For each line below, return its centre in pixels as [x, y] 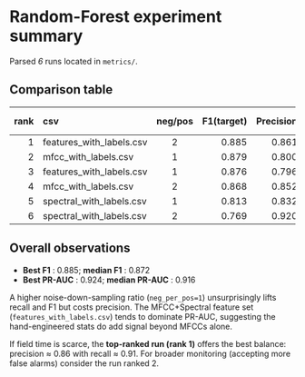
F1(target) [225, 121]
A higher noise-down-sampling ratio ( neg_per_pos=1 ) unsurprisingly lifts [143, 297]
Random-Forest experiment [116, 17]
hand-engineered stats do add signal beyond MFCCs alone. [121, 326]
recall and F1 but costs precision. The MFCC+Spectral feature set [132, 307]
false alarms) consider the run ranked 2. [84, 363]
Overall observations [70, 248]
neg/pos [174, 121]
